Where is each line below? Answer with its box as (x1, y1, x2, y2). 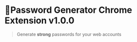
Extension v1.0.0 (4, 15, 75, 26)
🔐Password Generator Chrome (4, 4, 132, 16)
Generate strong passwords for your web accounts (16, 31, 122, 37)
